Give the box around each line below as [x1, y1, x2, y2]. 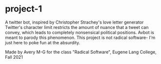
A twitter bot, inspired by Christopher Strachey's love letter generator [5, 19, 144, 25]
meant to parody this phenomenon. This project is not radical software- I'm [5, 35, 156, 40]
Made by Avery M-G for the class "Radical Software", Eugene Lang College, [5, 49, 157, 55]
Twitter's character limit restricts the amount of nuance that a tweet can [5, 24, 149, 30]
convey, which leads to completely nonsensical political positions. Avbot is [5, 29, 154, 35]
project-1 [5, 3, 42, 14]
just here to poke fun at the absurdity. [5, 39, 80, 45]
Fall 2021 [5, 54, 23, 60]
